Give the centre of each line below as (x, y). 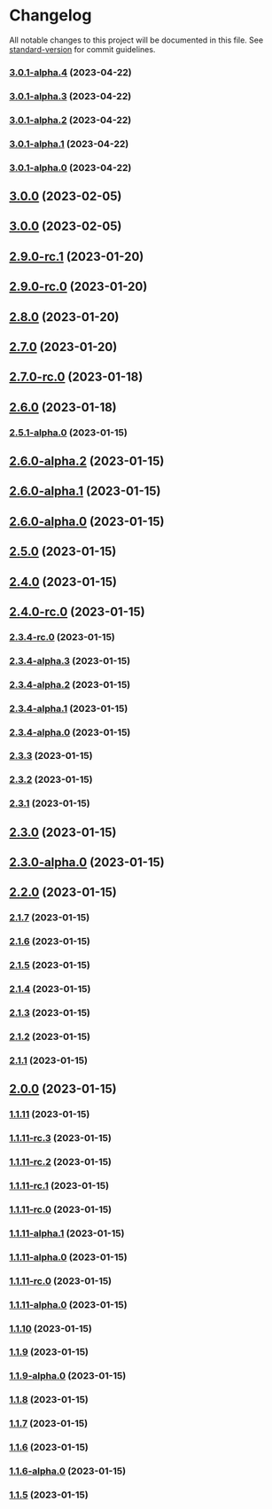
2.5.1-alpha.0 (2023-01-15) (69, 433)
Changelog (51, 16)
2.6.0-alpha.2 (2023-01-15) (87, 461)
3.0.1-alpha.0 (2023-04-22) (70, 168)
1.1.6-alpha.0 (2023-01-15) (68, 1471)
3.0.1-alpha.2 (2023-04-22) (70, 120)
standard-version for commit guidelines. (82, 49)
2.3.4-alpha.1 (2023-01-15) (69, 708)
